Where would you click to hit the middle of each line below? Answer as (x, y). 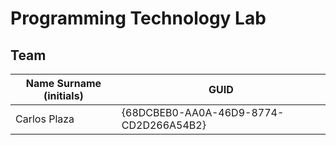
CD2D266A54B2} (164, 125)
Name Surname (63, 83)
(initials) (63, 95)
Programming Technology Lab (138, 18)
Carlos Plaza (45, 119)
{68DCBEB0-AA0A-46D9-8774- (203, 112)
